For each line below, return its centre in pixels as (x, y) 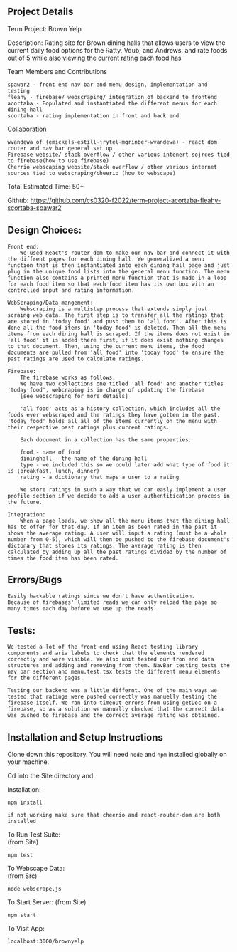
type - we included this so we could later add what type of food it (125, 465)
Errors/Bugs (35, 580)
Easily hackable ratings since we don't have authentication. (101, 596)
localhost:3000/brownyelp (45, 942)
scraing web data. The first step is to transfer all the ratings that (115, 315)
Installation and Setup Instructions (85, 737)
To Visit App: (26, 929)
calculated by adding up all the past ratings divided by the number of (117, 552)
